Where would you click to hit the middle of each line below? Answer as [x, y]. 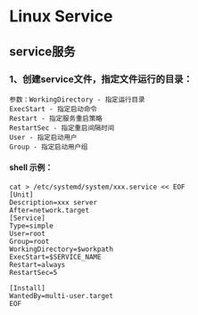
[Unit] [21, 195]
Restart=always [37, 265]
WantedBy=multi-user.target [62, 296]
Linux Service [61, 16]
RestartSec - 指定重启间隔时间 [62, 128]
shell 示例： [31, 167]
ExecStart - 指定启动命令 [54, 109]
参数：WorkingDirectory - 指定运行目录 [77, 100]
